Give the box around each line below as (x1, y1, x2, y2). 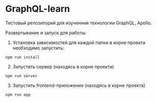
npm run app (5, 92, 31, 97)
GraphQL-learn (5, 3, 70, 15)
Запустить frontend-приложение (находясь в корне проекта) (12, 82, 146, 88)
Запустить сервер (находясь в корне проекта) (12, 63, 114, 70)
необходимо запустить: (12, 45, 65, 51)
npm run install (5, 54, 40, 60)
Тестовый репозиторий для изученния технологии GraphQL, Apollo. (5, 20, 152, 26)
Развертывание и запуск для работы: (5, 29, 87, 36)
